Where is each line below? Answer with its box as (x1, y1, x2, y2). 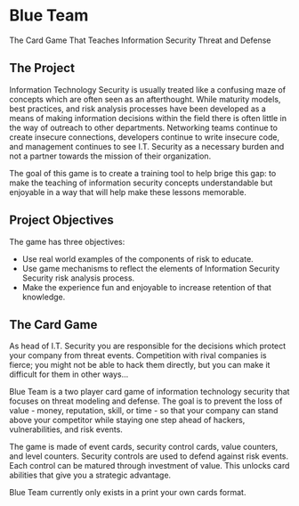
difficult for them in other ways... (9, 369, 129, 379)
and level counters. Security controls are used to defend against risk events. (9, 451, 289, 461)
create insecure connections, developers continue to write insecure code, (9, 131, 280, 143)
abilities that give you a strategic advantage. (9, 469, 172, 481)
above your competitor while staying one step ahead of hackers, (9, 415, 246, 426)
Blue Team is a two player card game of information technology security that (9, 387, 290, 397)
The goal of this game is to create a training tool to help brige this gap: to (9, 167, 277, 178)
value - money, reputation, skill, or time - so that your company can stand (9, 405, 279, 416)
